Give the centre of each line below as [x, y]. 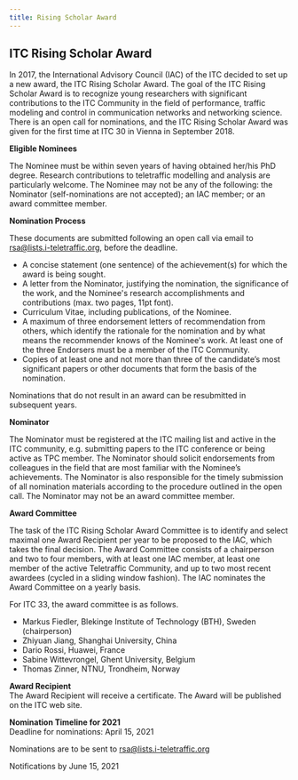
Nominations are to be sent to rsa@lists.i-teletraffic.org [110, 749]
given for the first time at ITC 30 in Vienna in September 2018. [122, 132]
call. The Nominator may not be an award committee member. [122, 496]
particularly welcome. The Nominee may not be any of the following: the [141, 185]
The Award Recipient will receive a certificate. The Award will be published [145, 696]
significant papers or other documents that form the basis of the [139, 369]
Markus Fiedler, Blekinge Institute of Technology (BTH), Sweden [139, 622]
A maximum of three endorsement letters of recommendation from [144, 322]
